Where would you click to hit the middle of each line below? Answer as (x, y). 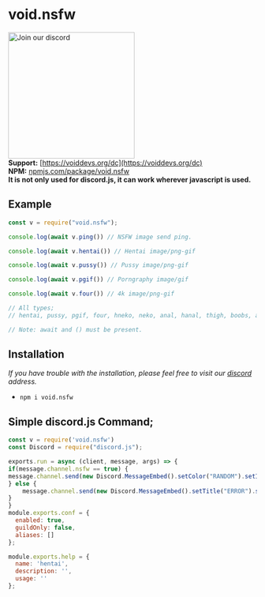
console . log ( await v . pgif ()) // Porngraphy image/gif (99, 280)
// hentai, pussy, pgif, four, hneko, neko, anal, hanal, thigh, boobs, (130, 315)
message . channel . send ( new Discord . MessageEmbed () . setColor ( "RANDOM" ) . (127, 476)
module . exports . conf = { (49, 513)
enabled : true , (40, 520)
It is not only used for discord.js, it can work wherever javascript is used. (130, 179)
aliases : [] (35, 535)
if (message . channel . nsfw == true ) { (68, 469)
